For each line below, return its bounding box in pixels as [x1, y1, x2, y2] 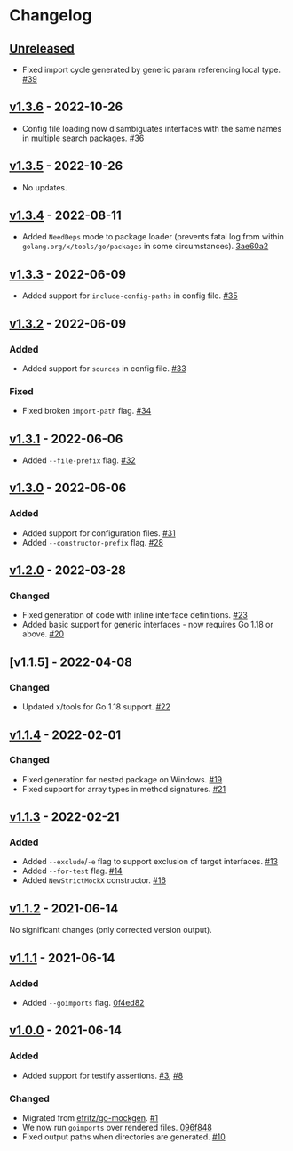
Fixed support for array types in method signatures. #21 [21, 783, 226, 794]
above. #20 [21, 628, 65, 639]
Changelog [9, 5, 92, 26]
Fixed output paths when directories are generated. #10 [21, 1131, 226, 1142]
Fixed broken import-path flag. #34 [21, 406, 152, 417]
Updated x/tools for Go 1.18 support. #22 [21, 701, 171, 712]
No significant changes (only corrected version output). [9, 925, 213, 936]
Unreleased [9, 41, 75, 56]
